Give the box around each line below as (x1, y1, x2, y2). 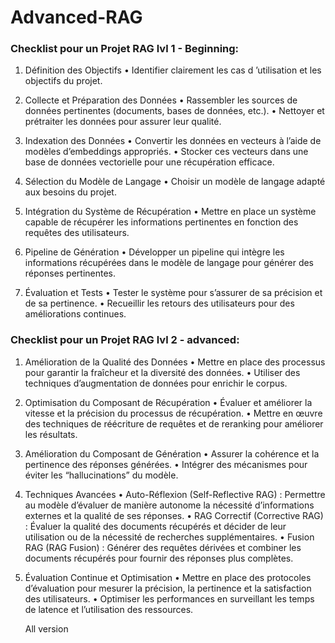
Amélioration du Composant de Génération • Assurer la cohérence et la (24, 447, 320, 460)
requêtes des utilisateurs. (24, 227, 130, 239)
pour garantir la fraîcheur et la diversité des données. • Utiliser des (24, 366, 301, 378)
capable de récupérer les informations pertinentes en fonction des (24, 216, 299, 228)
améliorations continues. (24, 308, 127, 320)
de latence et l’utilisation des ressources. (24, 603, 194, 615)
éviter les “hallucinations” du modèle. (24, 469, 179, 481)
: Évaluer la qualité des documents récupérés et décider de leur (24, 520, 287, 532)
